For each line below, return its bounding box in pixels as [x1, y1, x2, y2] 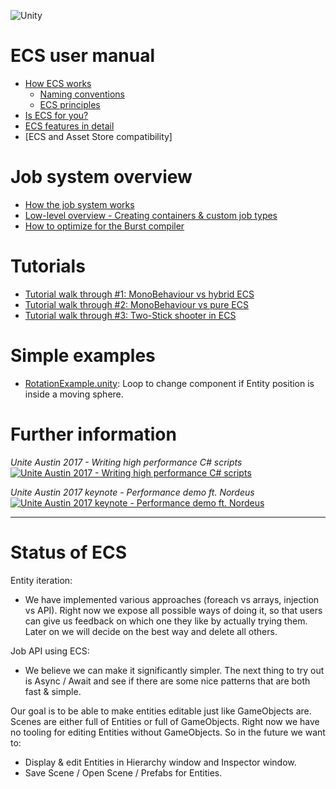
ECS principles [39, 98, 101, 110]
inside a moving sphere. [24, 388, 124, 400]
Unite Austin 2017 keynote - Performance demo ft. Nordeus [10, 486, 255, 498]
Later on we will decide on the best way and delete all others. [24, 625, 278, 637]
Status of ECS [10, 541, 127, 564]
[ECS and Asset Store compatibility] [24, 130, 173, 142]
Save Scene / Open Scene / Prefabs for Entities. [24, 766, 223, 779]
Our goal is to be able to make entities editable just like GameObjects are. [10, 705, 312, 717]
